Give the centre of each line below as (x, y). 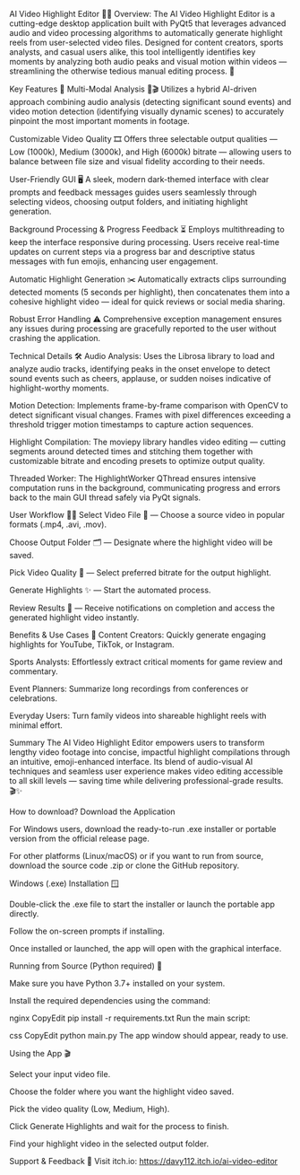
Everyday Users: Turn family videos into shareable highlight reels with (138, 715)
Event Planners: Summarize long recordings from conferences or (129, 688)
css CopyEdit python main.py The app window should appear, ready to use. (149, 1035)
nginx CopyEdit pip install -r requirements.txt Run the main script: (130, 1018)
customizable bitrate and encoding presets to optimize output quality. (137, 461)
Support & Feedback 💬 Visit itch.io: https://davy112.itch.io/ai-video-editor (144, 1161)
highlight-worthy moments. (59, 388)
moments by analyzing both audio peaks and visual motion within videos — (148, 61)
